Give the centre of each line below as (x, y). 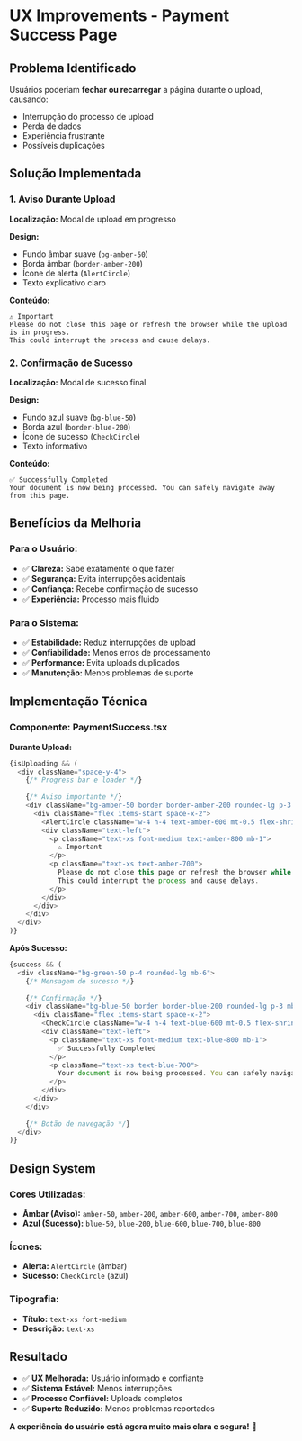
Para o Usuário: (44, 548)
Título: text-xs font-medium (74, 1319)
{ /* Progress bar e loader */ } (84, 780)
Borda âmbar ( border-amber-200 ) (83, 263)
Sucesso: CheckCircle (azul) (75, 1276)
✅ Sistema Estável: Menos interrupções (97, 1389)
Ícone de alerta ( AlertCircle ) (76, 273)
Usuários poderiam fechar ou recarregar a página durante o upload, (136, 90)
